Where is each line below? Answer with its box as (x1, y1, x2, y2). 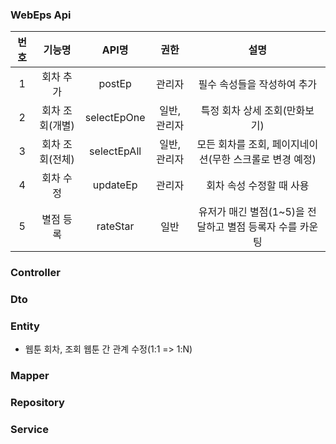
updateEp (92, 178, 138, 192)
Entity (10, 319, 40, 333)
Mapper (10, 369, 50, 383)
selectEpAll (89, 144, 142, 158)
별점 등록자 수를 (226, 220, 298, 234)
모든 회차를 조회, (196, 138, 270, 152)
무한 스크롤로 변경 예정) (211, 153, 317, 167)
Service (10, 423, 49, 437)
